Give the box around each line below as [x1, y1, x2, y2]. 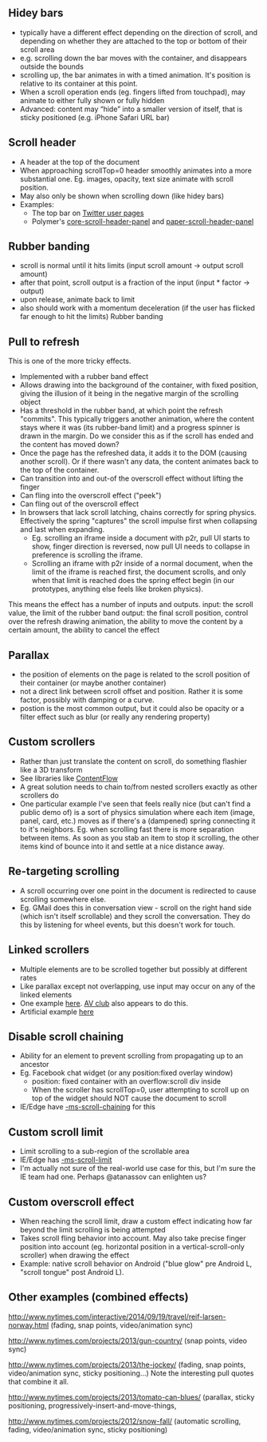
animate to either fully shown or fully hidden [19, 95, 165, 105]
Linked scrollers [8, 943, 90, 957]
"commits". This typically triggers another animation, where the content [19, 414, 255, 424]
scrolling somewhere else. [19, 894, 106, 904]
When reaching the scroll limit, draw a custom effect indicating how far [19, 1216, 253, 1226]
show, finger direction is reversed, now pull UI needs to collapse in [31, 541, 250, 551]
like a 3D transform [19, 765, 83, 774]
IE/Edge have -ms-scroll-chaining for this [19, 1102, 155, 1112]
